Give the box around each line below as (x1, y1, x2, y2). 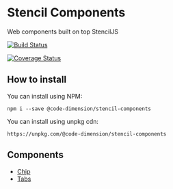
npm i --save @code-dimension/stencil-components (7, 105, 152, 112)
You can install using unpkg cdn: (7, 117, 99, 125)
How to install (7, 74, 67, 86)
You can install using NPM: (7, 92, 83, 100)
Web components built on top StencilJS (7, 27, 118, 36)
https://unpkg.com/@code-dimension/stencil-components (7, 130, 167, 138)
